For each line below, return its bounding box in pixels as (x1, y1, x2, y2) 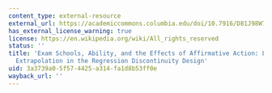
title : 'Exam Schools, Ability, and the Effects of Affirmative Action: (8, 49, 259, 57)
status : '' (8, 42, 45, 50)
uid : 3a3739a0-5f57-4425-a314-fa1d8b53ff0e (8, 65, 158, 73)
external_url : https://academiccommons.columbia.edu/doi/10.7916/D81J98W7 (8, 19, 266, 27)
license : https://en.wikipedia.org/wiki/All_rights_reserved (8, 34, 219, 43)
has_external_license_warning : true (8, 27, 132, 35)
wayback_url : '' (8, 72, 63, 80)
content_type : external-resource (8, 11, 121, 20)
